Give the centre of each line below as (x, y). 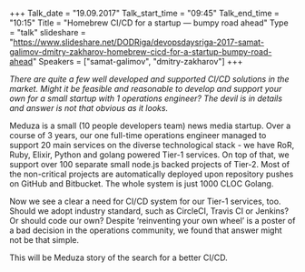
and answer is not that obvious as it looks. (89, 108)
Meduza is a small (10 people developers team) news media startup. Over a (150, 126)
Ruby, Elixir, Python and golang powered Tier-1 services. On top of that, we (149, 155)
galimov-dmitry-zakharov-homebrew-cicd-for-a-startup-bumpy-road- (141, 52)
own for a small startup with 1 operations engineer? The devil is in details (146, 98)
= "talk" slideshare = (48, 32)
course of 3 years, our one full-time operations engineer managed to (138, 135)
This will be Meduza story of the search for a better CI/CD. (119, 257)
